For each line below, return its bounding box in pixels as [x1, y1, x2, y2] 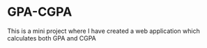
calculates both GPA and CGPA [7, 34, 96, 42]
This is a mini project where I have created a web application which [7, 27, 200, 35]
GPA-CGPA [7, 4, 72, 20]
